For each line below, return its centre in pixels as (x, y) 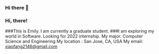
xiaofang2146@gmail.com (31, 47)
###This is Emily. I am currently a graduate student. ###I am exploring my (80, 31)
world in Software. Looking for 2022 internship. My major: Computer (74, 36)
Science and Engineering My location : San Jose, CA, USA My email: (74, 41)
